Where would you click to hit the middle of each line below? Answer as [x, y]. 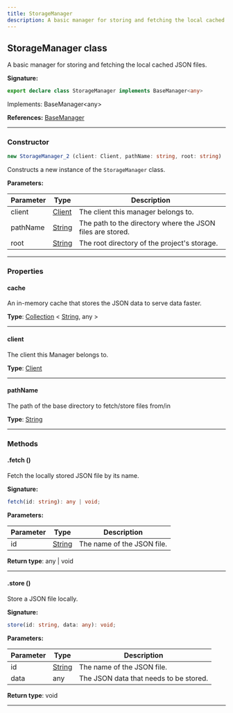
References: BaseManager [46, 118]
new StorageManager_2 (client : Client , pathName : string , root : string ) [114, 157]
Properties [25, 271]
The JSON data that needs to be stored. [144, 678]
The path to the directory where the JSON [147, 223]
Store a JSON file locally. [43, 599]
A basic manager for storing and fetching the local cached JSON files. [107, 65]
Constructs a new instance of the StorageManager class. [86, 170]
